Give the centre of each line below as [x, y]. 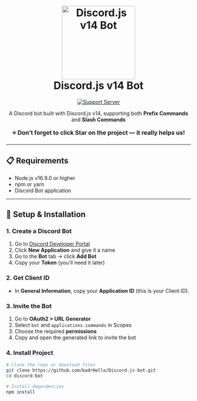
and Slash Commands [98, 119]
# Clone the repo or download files [51, 365]
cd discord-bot [25, 376]
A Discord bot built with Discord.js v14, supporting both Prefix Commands [98, 113]
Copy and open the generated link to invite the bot [75, 337]
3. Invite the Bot [29, 306]
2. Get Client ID [28, 278]
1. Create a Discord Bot [39, 231]
